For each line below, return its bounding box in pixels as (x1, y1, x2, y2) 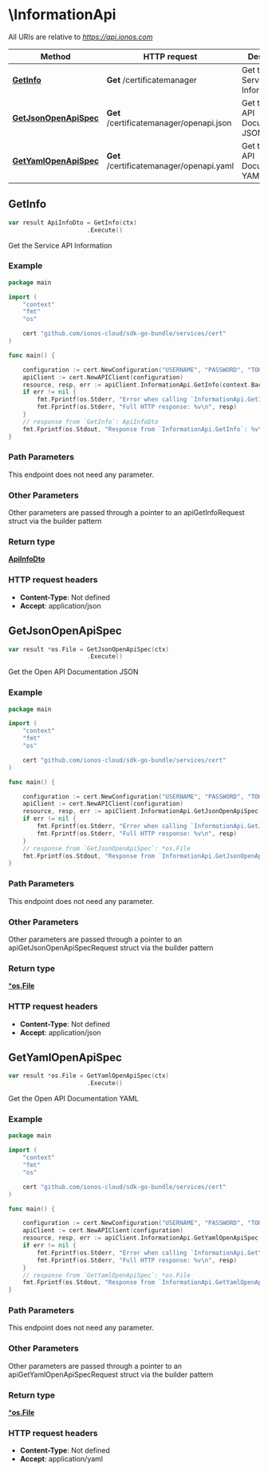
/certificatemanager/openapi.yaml (106, 160, 235, 171)
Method (40, 50, 71, 61)
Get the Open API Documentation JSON (8, 667, 139, 676)
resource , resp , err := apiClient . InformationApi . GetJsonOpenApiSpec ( (22, 807, 262, 815)
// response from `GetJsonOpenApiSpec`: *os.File (22, 844, 191, 852)
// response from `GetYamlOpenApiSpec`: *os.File (22, 1271, 191, 1279)
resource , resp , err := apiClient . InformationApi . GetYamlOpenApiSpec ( (22, 1234, 262, 1243)
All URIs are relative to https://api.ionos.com (8, 32, 153, 42)
